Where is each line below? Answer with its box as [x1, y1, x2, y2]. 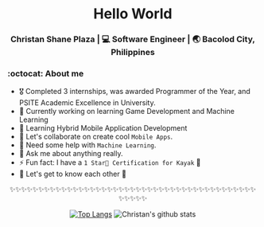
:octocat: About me [7, 68, 84, 80]
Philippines [110, 47, 156, 58]
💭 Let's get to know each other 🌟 [18, 169, 126, 179]
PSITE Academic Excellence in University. [18, 98, 156, 108]
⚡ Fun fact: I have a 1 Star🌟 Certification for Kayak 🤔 [18, 158, 201, 167]
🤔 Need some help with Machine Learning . [18, 140, 157, 150]
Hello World [93, 5, 173, 23]
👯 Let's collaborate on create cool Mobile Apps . [18, 132, 173, 142]
